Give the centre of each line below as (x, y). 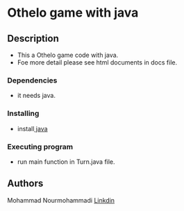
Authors (25, 184)
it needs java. (36, 96)
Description (33, 39)
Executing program (40, 146)
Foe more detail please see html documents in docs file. (97, 62)
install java (32, 128)
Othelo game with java (73, 13)
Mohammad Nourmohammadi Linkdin (61, 200)
